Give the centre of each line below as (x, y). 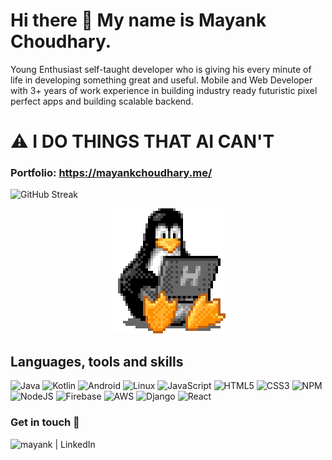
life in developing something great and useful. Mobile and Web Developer (161, 80)
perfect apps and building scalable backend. (102, 101)
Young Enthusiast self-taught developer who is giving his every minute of (161, 69)
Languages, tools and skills (97, 361)
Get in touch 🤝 (45, 422)
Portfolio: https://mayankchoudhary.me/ (111, 173)
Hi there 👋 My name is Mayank (138, 20)
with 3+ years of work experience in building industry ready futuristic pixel (164, 90)
